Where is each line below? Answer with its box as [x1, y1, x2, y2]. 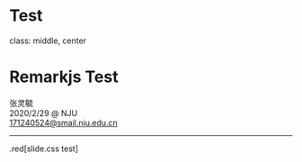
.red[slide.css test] [9, 143, 79, 154]
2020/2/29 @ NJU [9, 107, 78, 118]
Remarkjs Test [9, 67, 119, 87]
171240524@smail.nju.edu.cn [9, 117, 119, 128]
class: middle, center [9, 35, 87, 46]
